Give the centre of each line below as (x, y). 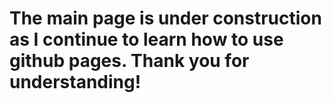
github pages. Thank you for (129, 61)
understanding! (75, 82)
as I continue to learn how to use (146, 39)
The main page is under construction (165, 18)
